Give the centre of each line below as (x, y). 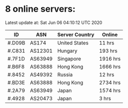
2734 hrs (110, 83)
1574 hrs (110, 90)
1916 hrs (110, 59)
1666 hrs (110, 66)
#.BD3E (16, 83)
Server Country (76, 34)
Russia (65, 74)
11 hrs (106, 43)
